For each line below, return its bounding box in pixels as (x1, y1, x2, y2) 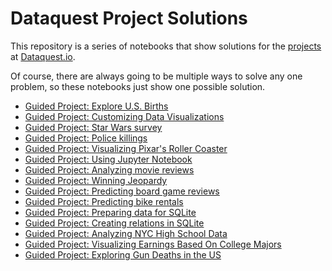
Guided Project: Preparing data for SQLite (24, 206, 197, 218)
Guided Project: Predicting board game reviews (24, 185, 220, 197)
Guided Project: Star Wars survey (24, 121, 163, 133)
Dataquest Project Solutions (10, 7, 248, 30)
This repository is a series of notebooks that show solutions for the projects (10, 40, 322, 52)
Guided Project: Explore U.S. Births (24, 100, 169, 112)
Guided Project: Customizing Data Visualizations (24, 110, 225, 122)
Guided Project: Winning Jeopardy (24, 174, 168, 186)
